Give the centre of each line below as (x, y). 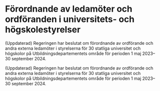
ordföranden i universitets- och (70, 19)
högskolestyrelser (43, 30)
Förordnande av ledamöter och (69, 9)
